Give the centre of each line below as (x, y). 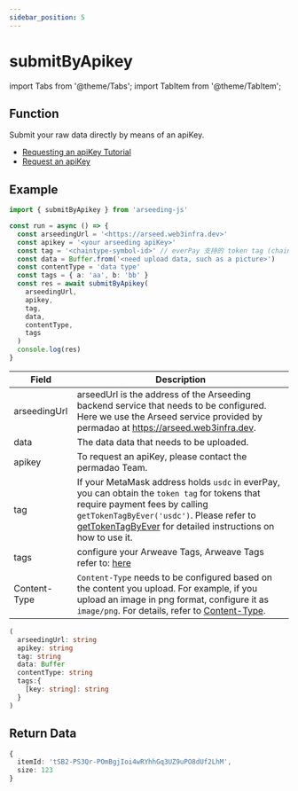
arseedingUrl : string (57, 639)
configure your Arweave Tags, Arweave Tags (170, 552)
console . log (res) (49, 350)
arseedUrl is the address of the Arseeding (164, 394)
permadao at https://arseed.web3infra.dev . (166, 427)
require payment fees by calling (142, 504)
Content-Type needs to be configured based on (174, 577)
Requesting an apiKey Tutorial (76, 153)
